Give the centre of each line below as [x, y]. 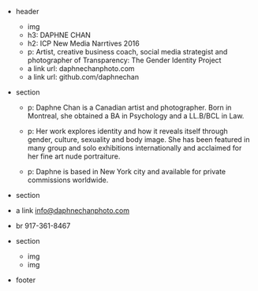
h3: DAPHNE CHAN [59, 35]
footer [26, 280]
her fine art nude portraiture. [74, 156]
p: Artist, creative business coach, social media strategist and [127, 52]
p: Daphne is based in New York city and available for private [127, 172]
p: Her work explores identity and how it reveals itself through [128, 131]
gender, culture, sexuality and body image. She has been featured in [138, 140]
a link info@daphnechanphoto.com [73, 211]
